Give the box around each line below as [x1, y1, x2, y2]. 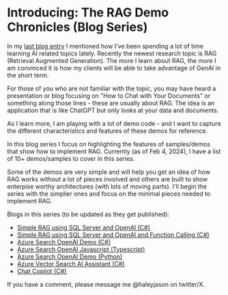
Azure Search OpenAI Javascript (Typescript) [16, 245, 145, 253]
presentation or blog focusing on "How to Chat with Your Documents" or [7, 91, 211, 100]
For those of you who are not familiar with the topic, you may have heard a [7, 84, 216, 92]
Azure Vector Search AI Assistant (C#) [16, 259, 125, 268]
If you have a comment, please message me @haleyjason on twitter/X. [7, 280, 205, 288]
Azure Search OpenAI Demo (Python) [16, 252, 123, 261]
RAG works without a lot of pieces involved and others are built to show [7, 175, 208, 183]
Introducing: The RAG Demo [7, 5, 169, 21]
